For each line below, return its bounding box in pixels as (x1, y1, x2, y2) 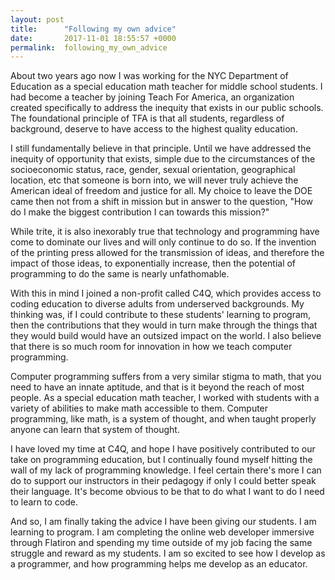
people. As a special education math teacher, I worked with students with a (10, 392, 320, 404)
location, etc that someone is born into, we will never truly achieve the (10, 174, 299, 186)
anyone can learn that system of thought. (10, 424, 180, 436)
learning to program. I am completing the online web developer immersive (10, 526, 315, 538)
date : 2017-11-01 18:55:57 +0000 (10, 33, 177, 43)
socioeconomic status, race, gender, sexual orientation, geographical (10, 164, 296, 176)
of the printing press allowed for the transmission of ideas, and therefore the (10, 247, 325, 259)
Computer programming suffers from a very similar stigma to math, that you (10, 371, 322, 383)
